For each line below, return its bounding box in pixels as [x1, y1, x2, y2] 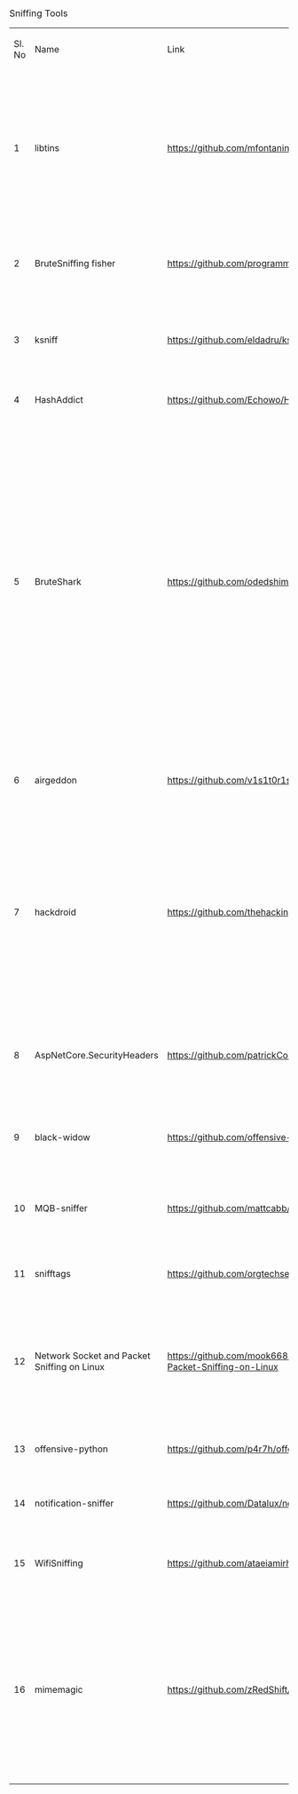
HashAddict [34, 394, 84, 406]
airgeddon [34, 775, 78, 787]
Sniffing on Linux [34, 1361, 105, 1373]
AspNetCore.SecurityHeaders [34, 1050, 160, 1062]
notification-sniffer [34, 1498, 114, 1510]
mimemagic [34, 1684, 83, 1696]
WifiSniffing [34, 1557, 84, 1570]
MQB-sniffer [34, 1202, 89, 1215]
